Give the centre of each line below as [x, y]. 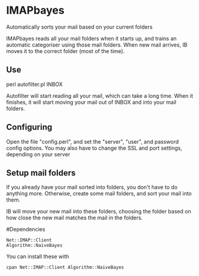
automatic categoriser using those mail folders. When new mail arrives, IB [97, 45]
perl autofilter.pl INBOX [34, 84]
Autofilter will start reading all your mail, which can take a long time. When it [99, 95]
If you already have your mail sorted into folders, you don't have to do [92, 187]
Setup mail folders [41, 173]
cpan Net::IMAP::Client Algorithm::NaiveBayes [65, 268]
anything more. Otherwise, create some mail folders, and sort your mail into [99, 194]
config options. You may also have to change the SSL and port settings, [94, 148]
